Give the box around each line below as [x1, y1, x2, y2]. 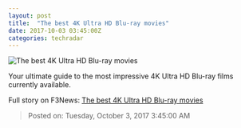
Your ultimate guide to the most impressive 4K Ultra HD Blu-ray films [8, 71, 234, 81]
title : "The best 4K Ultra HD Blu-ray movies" [8, 19, 170, 27]
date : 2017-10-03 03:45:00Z [8, 26, 102, 34]
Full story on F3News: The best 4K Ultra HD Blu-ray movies [8, 95, 203, 105]
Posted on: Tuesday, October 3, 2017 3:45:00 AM [27, 111, 191, 121]
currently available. [8, 80, 72, 90]
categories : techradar [8, 34, 84, 42]
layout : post [8, 11, 52, 20]
